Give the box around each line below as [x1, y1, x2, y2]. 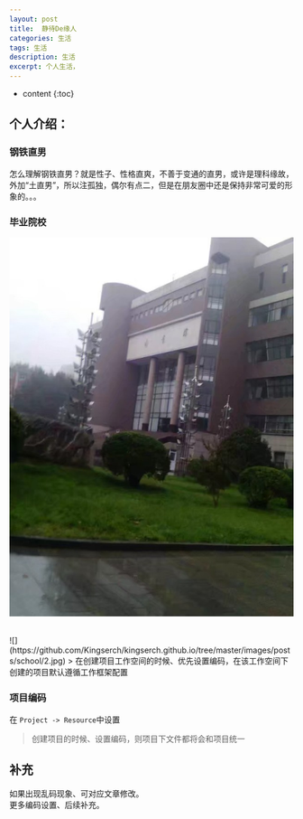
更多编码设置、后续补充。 [9, 799, 105, 810]
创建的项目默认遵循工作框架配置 [9, 667, 128, 678]
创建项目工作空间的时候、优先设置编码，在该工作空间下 [82, 655, 289, 666]
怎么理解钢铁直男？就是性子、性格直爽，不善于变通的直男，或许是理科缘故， [9, 168, 294, 179]
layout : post [9, 14, 59, 24]
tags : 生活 [9, 43, 48, 52]
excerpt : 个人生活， [9, 62, 79, 71]
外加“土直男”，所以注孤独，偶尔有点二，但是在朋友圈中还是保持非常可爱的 [9, 179, 286, 190]
